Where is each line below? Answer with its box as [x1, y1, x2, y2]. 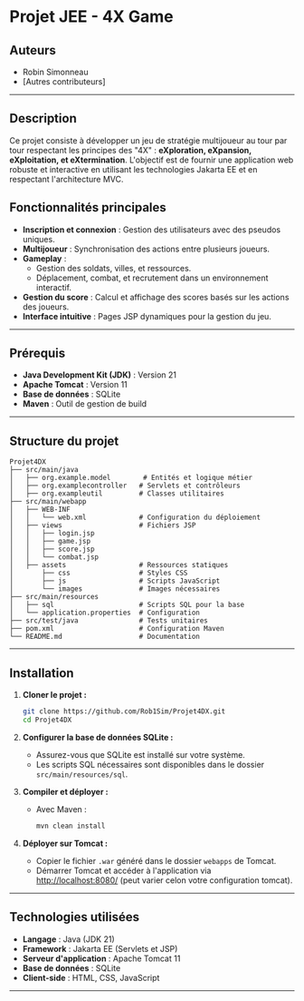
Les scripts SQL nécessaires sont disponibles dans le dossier [35, 759, 265, 770]
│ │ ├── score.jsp [9, 545, 95, 554]
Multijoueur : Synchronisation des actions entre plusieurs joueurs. [22, 243, 270, 254]
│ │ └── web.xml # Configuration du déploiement [9, 513, 261, 523]
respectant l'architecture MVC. [9, 173, 124, 184]
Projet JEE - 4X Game [9, 6, 174, 27]
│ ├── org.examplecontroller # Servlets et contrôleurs [9, 481, 242, 491]
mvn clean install [35, 821, 106, 830]
